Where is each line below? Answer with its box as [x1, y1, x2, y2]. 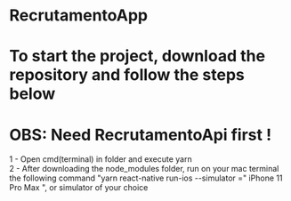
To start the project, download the [9, 46, 265, 67]
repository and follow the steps [9, 65, 245, 85]
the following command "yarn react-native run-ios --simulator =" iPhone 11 [9, 173, 283, 183]
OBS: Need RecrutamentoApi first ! [9, 125, 272, 145]
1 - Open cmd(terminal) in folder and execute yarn [9, 154, 193, 165]
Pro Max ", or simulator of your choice [9, 182, 149, 193]
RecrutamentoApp [9, 5, 149, 26]
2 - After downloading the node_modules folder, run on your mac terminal [9, 164, 279, 174]
